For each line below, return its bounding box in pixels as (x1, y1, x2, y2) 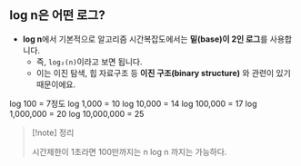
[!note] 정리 (31, 127, 75, 138)
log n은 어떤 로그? (9, 7, 106, 24)
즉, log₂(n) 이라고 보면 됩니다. (35, 56, 143, 67)
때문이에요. (35, 79, 76, 90)
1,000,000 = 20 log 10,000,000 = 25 (9, 108, 145, 119)
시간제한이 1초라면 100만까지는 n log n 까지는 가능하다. (31, 146, 227, 157)
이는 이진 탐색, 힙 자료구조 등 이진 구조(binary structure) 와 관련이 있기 (35, 67, 291, 78)
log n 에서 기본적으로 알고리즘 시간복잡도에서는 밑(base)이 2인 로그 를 (22, 34, 268, 44)
